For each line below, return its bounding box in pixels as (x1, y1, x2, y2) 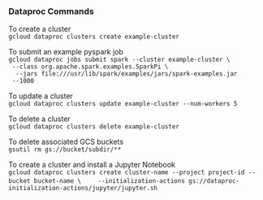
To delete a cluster (8, 114, 71, 124)
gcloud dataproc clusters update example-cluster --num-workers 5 (8, 100, 238, 108)
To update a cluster (8, 91, 73, 101)
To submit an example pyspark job (8, 47, 124, 57)
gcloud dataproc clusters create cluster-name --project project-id (8, 168, 245, 176)
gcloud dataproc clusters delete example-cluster (8, 123, 180, 131)
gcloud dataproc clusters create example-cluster (8, 33, 180, 41)
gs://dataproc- (188, 177, 239, 185)
